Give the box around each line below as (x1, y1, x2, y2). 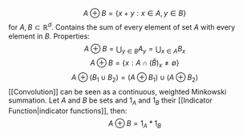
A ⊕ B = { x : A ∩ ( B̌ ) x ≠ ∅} (90, 58, 180, 70)
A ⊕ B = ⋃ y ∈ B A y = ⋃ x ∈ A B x (83, 43, 186, 55)
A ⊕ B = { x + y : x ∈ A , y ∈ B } (83, 9, 187, 18)
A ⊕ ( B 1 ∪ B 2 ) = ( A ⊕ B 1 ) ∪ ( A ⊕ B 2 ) (71, 73, 199, 84)
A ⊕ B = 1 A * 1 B (107, 118, 162, 130)
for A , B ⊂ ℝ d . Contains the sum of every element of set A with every (8, 21, 236, 32)
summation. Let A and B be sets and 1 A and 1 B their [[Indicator (8, 95, 213, 107)
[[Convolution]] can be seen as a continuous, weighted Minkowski (8, 87, 227, 97)
